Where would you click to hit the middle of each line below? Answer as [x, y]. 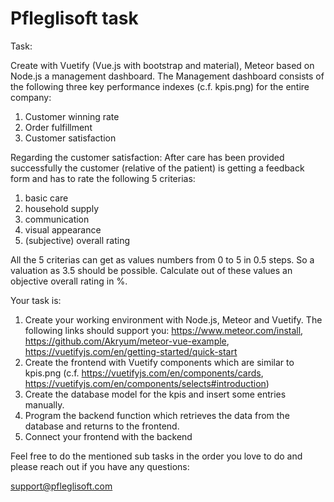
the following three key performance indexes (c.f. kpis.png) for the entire [160, 86]
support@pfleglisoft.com [61, 486]
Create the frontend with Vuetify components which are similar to [159, 362]
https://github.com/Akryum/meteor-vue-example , [127, 341]
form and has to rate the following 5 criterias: [103, 178]
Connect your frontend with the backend [108, 436]
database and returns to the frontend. [102, 426]
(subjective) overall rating [77, 240]
